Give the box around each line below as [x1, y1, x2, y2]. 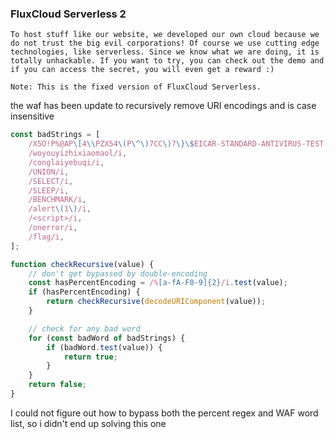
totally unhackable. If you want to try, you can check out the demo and [10, 56, 325, 66]
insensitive [10, 110, 55, 122]
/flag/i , [28, 232, 65, 242]
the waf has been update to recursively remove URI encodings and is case [10, 100, 317, 112]
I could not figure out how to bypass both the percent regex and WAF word [10, 407, 319, 419]
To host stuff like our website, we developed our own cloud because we [10, 30, 320, 40]
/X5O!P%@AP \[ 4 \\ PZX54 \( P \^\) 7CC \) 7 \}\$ [28, 139, 195, 149]
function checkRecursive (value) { [10, 259, 155, 269]
